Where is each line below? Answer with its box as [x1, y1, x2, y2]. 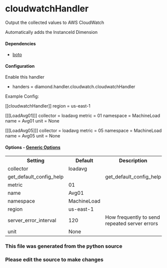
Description [119, 157, 148, 164]
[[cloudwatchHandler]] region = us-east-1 [5, 103, 90, 109]
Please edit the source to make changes [5, 256, 103, 263]
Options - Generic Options [5, 144, 61, 150]
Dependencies [5, 40, 36, 46]
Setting [26, 157, 45, 164]
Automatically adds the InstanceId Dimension [5, 29, 98, 35]
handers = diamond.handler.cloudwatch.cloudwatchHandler [12, 84, 136, 90]
